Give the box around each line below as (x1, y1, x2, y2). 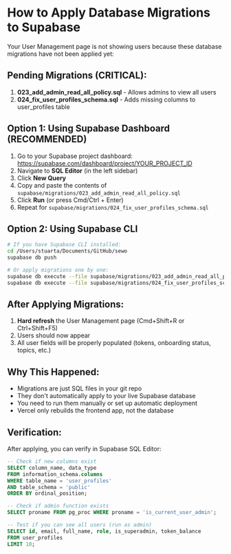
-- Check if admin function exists (7, 502, 109, 510)
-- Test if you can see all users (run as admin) (7, 522, 153, 528)
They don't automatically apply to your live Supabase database (16, 392, 196, 400)
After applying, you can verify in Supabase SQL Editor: (7, 445, 162, 453)
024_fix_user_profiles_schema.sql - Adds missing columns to (16, 95, 196, 103)
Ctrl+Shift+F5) (16, 324, 58, 333)
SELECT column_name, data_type (7, 464, 97, 471)
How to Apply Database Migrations (7, 5, 211, 21)
